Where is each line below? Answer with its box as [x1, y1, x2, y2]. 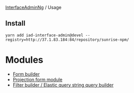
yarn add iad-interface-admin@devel [5, 33, 83, 38]
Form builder [12, 71, 40, 77]
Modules [5, 54, 43, 65]
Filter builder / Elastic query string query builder [12, 82, 114, 88]
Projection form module [12, 76, 63, 82]
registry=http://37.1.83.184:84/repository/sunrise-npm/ [5, 37, 129, 42]
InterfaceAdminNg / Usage [5, 5, 62, 10]
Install [5, 19, 26, 28]
